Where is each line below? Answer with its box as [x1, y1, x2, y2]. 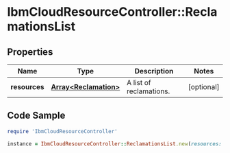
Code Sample [7, 110, 66, 121]
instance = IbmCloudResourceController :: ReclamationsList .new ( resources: [7, 140, 222, 148]
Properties [7, 46, 53, 58]
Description [134, 67, 174, 75]
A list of [126, 78, 151, 87]
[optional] [188, 82, 220, 91]
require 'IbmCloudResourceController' [7, 128, 118, 134]
